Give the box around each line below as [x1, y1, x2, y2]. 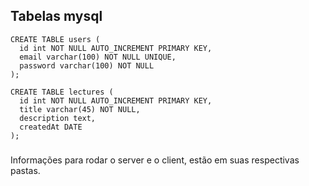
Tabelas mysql [10, 8, 103, 25]
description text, [19, 113, 97, 123]
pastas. [10, 164, 41, 176]
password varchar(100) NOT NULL [19, 60, 155, 71]
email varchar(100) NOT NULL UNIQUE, [19, 52, 177, 62]
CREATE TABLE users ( [10, 34, 101, 44]
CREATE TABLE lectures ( [10, 87, 114, 97]
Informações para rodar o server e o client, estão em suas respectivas [10, 154, 300, 166]
